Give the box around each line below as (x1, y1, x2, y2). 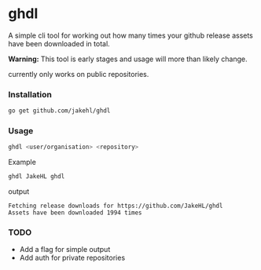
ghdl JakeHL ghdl (8, 173, 65, 181)
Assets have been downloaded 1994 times (8, 209, 143, 217)
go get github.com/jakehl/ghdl (8, 107, 111, 115)
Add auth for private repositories (19, 253, 126, 263)
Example (8, 158, 37, 167)
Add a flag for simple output (19, 245, 111, 254)
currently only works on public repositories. (8, 69, 149, 78)
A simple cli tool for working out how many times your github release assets (8, 31, 254, 40)
